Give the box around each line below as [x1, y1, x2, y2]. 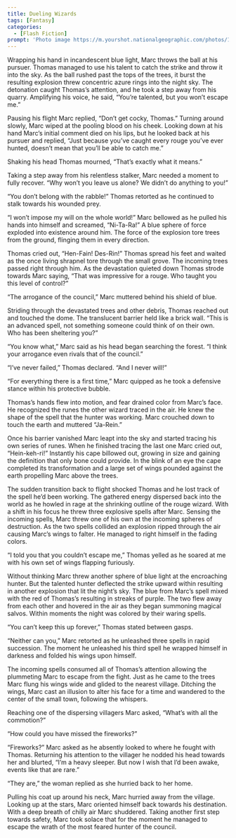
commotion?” [7, 716, 46, 724]
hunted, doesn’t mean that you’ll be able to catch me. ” [7, 144, 164, 152]
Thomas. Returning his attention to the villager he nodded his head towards [7, 751, 225, 759]
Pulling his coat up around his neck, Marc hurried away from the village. [7, 793, 216, 801]
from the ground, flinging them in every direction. [7, 236, 150, 244]
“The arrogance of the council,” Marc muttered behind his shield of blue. [7, 293, 217, 301]
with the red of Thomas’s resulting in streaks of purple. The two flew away [7, 594, 223, 603]
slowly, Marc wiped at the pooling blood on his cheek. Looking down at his [7, 122, 223, 130]
